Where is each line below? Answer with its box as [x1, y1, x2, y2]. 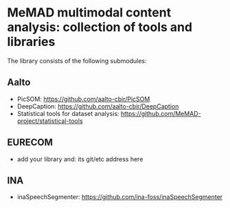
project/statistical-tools [16, 117, 84, 125]
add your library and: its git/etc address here [16, 154, 143, 163]
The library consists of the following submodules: [7, 56, 147, 65]
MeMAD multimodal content [7, 5, 172, 21]
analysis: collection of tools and [7, 19, 193, 35]
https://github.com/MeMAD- [120, 109, 201, 117]
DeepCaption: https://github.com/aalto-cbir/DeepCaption [16, 102, 179, 111]
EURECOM [7, 137, 53, 148]
